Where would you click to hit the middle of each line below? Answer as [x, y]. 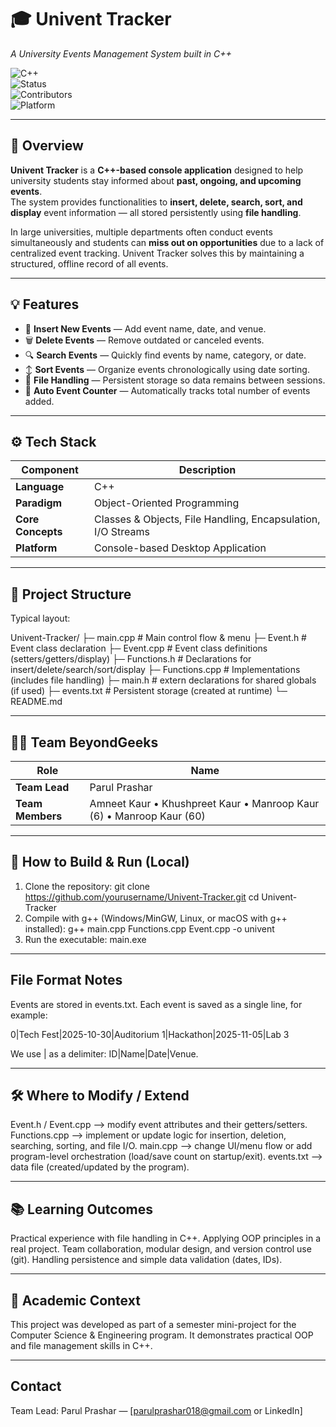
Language [40, 487]
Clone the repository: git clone [87, 886]
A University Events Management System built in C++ [121, 53]
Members [39, 816]
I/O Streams [122, 532]
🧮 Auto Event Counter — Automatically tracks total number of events [167, 390]
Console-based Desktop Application [180, 548]
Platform [36, 548]
